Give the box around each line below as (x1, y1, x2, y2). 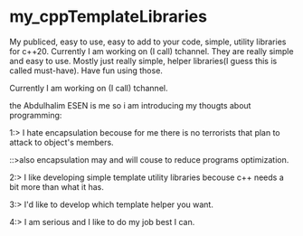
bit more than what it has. (9, 181, 104, 192)
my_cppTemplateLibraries (9, 6, 208, 27)
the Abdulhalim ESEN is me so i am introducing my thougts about (9, 99, 251, 110)
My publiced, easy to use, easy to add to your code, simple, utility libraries (9, 36, 287, 47)
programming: (9, 109, 62, 120)
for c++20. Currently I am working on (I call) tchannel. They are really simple (9, 45, 294, 56)
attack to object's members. (9, 137, 115, 147)
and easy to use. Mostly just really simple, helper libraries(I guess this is (9, 55, 278, 66)
